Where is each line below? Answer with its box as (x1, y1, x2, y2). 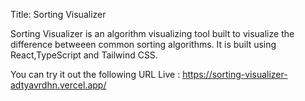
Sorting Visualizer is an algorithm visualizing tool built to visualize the (10, 28, 295, 39)
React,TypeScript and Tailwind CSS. (10, 49, 158, 61)
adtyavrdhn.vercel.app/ (10, 79, 107, 91)
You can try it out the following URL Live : (10, 69, 181, 80)
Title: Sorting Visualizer (10, 9, 107, 20)
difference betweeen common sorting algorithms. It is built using (10, 39, 277, 50)
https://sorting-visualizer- (182, 69, 288, 80)
